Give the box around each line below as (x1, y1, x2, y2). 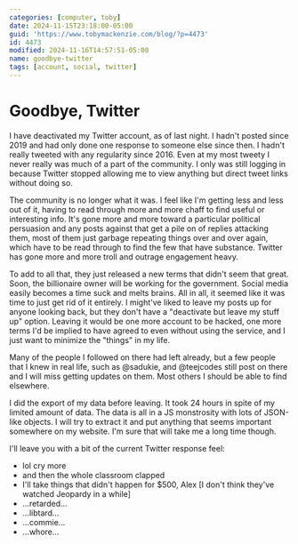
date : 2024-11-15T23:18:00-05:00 (9, 21, 133, 30)
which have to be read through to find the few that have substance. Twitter (9, 242, 283, 252)
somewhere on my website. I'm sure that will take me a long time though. (9, 426, 278, 436)
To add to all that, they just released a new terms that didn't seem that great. (9, 268, 289, 279)
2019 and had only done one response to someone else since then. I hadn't (9, 140, 285, 150)
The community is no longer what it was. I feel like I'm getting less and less (9, 195, 284, 205)
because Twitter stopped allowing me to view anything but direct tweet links (9, 168, 289, 179)
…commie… (21, 516, 66, 527)
